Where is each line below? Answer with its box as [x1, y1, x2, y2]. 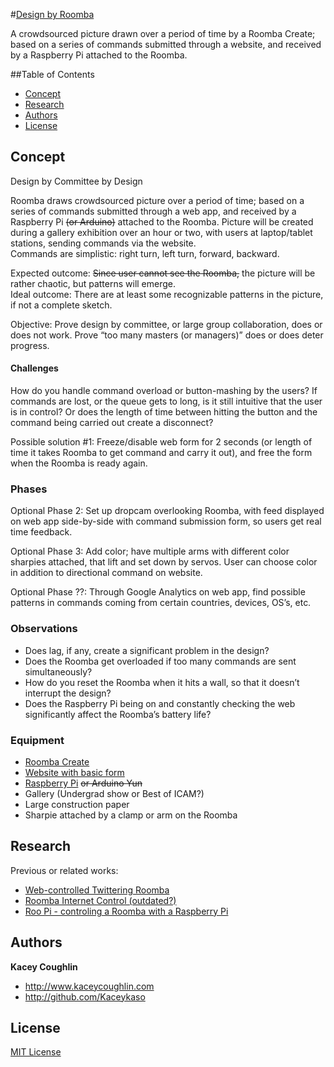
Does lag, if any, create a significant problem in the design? [24, 644, 270, 656]
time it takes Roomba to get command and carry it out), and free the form [10, 447, 313, 459]
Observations [10, 622, 78, 636]
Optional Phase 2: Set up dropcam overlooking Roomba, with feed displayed [10, 505, 325, 517]
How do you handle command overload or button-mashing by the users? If [10, 385, 318, 397]
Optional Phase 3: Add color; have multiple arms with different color [10, 545, 290, 558]
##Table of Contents [10, 69, 95, 80]
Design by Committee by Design [10, 175, 143, 187]
